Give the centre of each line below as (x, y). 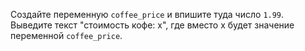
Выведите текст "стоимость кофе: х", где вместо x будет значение (152, 25)
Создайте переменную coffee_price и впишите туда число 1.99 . (147, 14)
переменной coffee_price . (66, 35)
